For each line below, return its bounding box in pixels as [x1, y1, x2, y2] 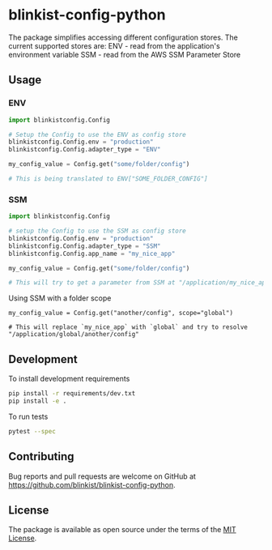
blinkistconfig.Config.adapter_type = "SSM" [8, 241, 161, 250]
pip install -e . [8, 397, 67, 405]
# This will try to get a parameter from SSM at [8, 279, 176, 287]
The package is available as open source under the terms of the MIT [8, 525, 236, 535]
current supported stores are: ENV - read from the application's [8, 41, 220, 50]
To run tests [8, 411, 49, 421]
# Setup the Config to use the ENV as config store [8, 130, 186, 139]
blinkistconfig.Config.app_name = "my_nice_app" [8, 249, 176, 258]
